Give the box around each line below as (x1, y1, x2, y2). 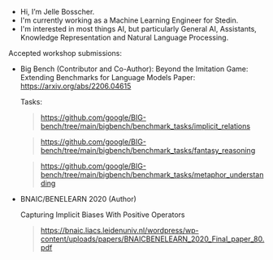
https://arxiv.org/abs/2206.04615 (19, 81, 132, 91)
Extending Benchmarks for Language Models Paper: (19, 73, 196, 82)
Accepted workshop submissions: (8, 49, 123, 58)
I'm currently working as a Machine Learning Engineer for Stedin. (19, 15, 239, 25)
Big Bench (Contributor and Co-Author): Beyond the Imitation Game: (19, 64, 249, 74)
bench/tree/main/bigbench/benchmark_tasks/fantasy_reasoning (40, 146, 256, 155)
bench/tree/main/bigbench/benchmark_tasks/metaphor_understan (40, 170, 264, 179)
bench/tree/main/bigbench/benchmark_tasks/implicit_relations (40, 121, 250, 130)
